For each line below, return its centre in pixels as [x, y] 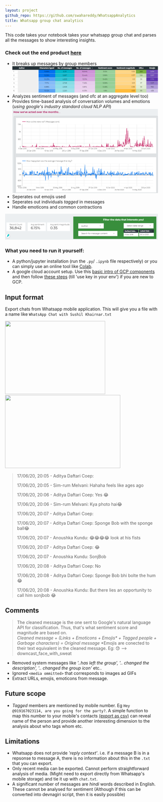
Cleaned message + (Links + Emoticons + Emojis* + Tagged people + [87, 638]
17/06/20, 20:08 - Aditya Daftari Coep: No [59, 566]
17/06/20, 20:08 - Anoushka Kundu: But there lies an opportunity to [84, 590]
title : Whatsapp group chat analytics [44, 20]
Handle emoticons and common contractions [57, 207]
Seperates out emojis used [39, 197]
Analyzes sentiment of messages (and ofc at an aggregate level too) [80, 96]
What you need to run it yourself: [45, 250]
